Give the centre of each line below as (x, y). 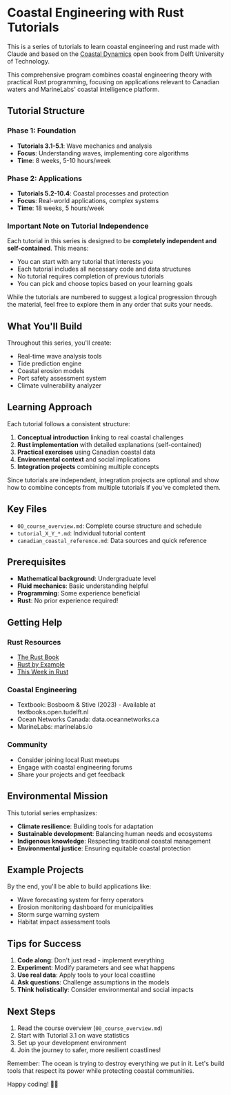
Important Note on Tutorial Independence (78, 226)
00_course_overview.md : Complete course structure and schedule (109, 526)
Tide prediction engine (49, 363)
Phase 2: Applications (45, 178)
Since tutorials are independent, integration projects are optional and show (113, 480)
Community (27, 745)
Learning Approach (50, 407)
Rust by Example (41, 665)
